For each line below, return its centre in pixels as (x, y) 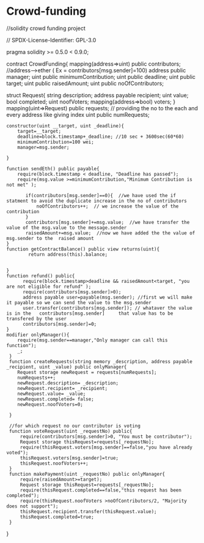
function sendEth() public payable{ (53, 169)
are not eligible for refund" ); (49, 286)
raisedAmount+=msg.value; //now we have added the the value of (110, 233)
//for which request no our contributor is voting (75, 426)
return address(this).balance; (68, 254)
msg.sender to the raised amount (50, 238)
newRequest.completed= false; (56, 399)
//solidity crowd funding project (46, 28)
